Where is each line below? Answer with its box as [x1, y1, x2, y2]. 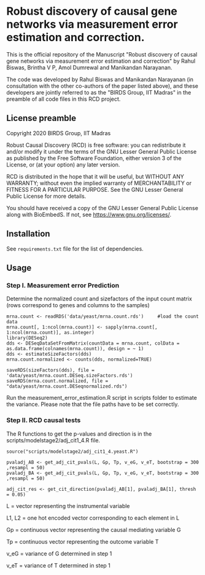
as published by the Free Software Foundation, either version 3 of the [6, 154, 182, 162]
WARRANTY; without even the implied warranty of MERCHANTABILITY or [6, 179, 192, 187]
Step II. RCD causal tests [6, 416, 81, 424]
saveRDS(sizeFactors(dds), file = [6, 367, 95, 374]
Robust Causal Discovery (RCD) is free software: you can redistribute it [6, 141, 186, 149]
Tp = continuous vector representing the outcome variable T [6, 538, 159, 545]
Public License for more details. [6, 192, 87, 200]
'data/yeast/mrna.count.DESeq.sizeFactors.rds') [6, 373, 133, 379]
